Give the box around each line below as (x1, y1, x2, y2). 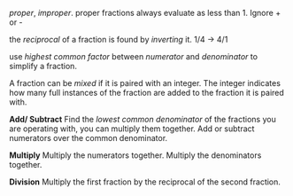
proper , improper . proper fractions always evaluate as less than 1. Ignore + (9, 8, 281, 18)
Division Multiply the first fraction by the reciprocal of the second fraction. (9, 176, 281, 187)
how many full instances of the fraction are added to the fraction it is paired (9, 88, 285, 98)
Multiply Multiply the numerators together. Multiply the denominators (9, 150, 262, 161)
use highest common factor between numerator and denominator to (9, 51, 258, 61)
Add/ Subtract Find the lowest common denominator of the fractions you (9, 114, 276, 124)
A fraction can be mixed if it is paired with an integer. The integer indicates (9, 78, 281, 88)
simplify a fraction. (9, 61, 78, 71)
